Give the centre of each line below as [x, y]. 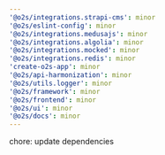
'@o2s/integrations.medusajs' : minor [79, 34]
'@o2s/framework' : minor [55, 91]
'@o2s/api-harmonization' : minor [71, 75]
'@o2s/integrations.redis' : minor [73, 58]
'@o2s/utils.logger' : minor [61, 83]
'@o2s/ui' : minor [41, 108]
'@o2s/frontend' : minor [53, 100]
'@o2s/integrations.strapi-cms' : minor [82, 17]
